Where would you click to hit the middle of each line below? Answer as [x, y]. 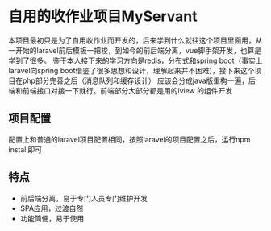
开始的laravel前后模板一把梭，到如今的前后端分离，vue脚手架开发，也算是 [138, 50]
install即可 [25, 149]
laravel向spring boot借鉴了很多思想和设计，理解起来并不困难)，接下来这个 [131, 70]
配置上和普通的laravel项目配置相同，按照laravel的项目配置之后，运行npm [129, 139]
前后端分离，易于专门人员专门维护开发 [83, 198]
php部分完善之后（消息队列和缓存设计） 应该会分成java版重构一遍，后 [139, 80]
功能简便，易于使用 [52, 218]
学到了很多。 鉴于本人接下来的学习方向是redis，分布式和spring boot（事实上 [135, 60]
